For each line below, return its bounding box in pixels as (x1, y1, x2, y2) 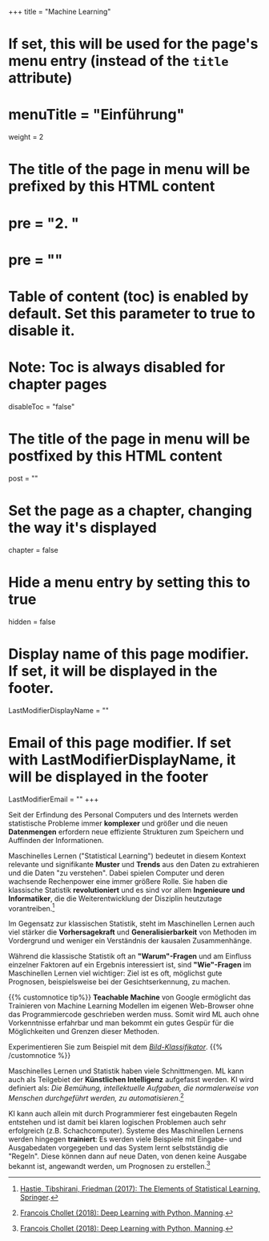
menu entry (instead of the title (8, 52, 229, 71)
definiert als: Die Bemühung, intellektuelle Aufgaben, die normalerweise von (8, 1083, 259, 1093)
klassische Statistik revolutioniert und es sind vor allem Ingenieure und (8, 885, 246, 894)
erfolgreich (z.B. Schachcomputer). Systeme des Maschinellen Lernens (8, 1125, 244, 1135)
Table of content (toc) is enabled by (8, 287, 249, 306)
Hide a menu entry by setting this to (8, 573, 251, 591)
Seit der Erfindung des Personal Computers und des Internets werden (8, 809, 239, 819)
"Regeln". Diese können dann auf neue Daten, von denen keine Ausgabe (8, 1151, 247, 1161)
